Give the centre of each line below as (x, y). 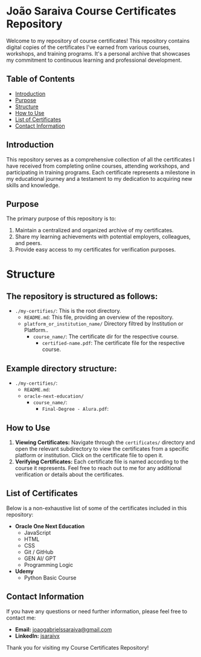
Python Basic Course (50, 577)
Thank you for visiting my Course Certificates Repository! (78, 647)
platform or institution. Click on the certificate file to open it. (89, 455)
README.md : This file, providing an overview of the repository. (99, 317)
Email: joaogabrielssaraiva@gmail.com (63, 629)
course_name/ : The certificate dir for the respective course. (106, 336)
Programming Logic (49, 564)
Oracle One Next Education (50, 526)
